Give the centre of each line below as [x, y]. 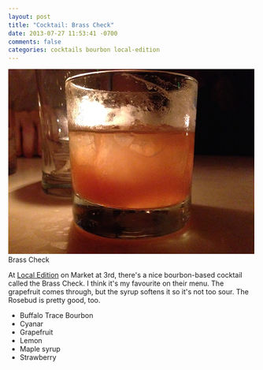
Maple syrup [40, 349]
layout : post [30, 17]
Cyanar [31, 324]
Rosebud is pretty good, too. [54, 301]
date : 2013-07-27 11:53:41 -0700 [63, 33]
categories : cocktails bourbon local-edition [84, 50]
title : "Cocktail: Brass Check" [61, 25]
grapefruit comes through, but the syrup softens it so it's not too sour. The [129, 292]
